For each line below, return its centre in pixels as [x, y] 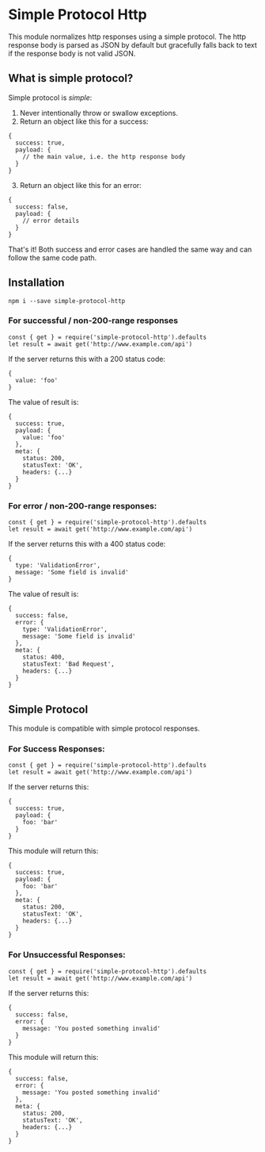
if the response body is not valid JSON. [72, 53]
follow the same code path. [53, 257]
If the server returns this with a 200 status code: [87, 359]
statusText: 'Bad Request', [68, 664]
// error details [51, 221]
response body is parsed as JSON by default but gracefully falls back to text [132, 44]
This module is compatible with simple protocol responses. [104, 728]
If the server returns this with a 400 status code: [87, 544]
